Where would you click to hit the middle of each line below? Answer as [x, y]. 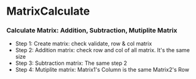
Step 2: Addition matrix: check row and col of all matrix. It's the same [103, 50]
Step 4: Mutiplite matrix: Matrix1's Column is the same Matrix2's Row [102, 70]
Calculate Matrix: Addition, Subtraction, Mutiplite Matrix [92, 31]
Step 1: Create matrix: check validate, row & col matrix [84, 43]
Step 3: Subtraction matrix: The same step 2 [71, 63]
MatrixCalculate [48, 11]
